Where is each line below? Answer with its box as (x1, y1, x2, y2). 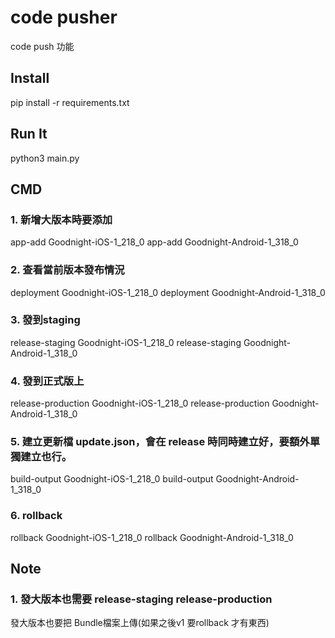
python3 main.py (10, 152, 80, 164)
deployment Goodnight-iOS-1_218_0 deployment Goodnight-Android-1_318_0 (10, 286, 326, 298)
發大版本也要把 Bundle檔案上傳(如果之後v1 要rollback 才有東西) (10, 617, 270, 629)
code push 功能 (10, 40, 75, 52)
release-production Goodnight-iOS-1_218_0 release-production (10, 397, 270, 410)
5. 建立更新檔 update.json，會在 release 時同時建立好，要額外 (10, 435, 310, 449)
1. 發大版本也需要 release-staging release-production (10, 592, 273, 606)
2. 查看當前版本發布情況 (10, 263, 125, 277)
